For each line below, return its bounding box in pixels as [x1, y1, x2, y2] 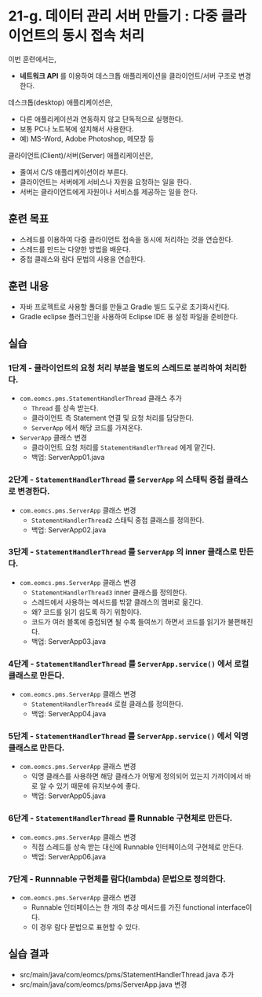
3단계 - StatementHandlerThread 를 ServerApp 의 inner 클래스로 [8, 546, 238, 557]
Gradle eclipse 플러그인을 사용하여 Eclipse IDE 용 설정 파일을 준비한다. [19, 311, 238, 321]
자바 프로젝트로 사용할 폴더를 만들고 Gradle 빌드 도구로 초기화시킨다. [19, 302, 230, 311]
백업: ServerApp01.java [31, 453, 105, 462]
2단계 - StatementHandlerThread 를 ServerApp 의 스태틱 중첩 [8, 474, 225, 485]
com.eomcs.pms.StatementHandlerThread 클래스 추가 [19, 394, 182, 403]
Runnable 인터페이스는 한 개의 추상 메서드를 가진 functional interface [31, 903, 246, 912]
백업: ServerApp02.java [31, 524, 107, 535]
